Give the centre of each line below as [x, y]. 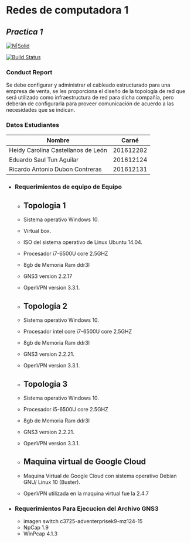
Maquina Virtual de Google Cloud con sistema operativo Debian [100, 476]
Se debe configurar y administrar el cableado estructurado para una [88, 85]
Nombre [58, 140]
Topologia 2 [45, 306]
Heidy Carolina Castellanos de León [58, 150]
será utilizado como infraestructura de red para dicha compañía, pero [90, 98]
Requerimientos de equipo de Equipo [68, 187]
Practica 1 [25, 32]
